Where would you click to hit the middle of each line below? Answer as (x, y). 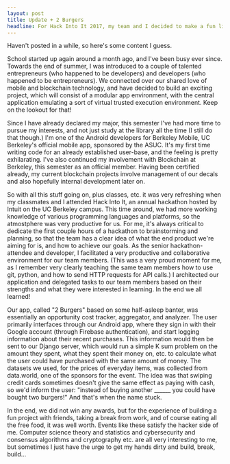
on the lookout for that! (39, 110)
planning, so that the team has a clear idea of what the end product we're (111, 239)
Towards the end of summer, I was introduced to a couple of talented (104, 66)
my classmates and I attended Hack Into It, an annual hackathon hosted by (112, 202)
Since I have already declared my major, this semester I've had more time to (114, 123)
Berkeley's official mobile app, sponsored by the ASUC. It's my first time (109, 145)
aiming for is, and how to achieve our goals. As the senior (88, 246)
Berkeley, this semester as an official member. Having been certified (103, 167)
